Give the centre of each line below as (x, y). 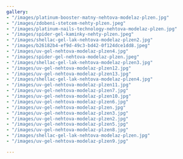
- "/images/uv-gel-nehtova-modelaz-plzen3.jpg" (68, 113)
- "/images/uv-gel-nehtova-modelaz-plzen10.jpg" (69, 96)
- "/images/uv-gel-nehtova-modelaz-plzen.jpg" (66, 107)
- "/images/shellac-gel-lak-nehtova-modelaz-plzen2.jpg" (80, 40)
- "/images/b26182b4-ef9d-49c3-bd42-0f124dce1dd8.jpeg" (78, 46)
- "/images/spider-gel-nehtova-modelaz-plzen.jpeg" (73, 57)
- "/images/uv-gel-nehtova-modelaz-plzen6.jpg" (68, 102)
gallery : (17, 12)
